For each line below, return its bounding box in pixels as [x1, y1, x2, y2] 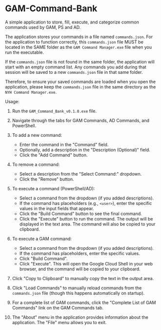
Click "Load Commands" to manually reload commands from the [12, 285, 142, 291]
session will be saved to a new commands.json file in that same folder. [5, 69, 143, 75]
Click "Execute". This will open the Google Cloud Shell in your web [19, 261, 153, 266]
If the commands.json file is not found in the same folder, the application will [5, 59, 155, 65]
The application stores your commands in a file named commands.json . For [5, 34, 153, 40]
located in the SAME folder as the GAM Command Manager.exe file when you [5, 44, 152, 50]
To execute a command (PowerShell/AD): [12, 185, 95, 191]
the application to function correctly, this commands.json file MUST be [5, 39, 144, 44]
